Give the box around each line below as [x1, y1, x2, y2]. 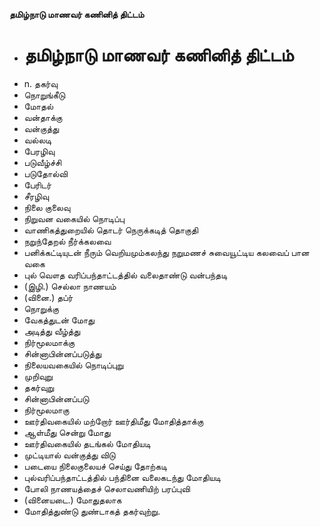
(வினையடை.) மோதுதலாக [23, 494, 122, 506]
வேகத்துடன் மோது [23, 314, 95, 326]
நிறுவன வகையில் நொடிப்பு [23, 212, 125, 224]
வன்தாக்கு [23, 111, 63, 123]
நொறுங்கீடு [23, 89, 66, 101]
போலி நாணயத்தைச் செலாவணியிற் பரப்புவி [23, 482, 191, 494]
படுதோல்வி [23, 167, 68, 179]
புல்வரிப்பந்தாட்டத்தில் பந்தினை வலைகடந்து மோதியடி [23, 471, 222, 483]
